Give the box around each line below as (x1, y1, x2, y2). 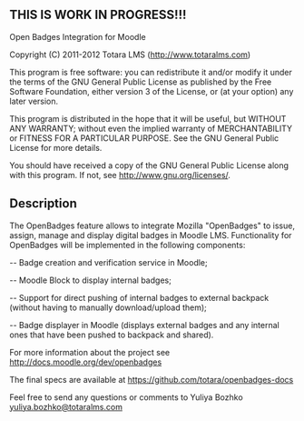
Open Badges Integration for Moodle (9, 31, 147, 42)
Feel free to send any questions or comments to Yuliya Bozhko (9, 391, 243, 403)
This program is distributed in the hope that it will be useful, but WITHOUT (9, 113, 287, 124)
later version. (9, 95, 59, 106)
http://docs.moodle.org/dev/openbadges (9, 356, 162, 367)
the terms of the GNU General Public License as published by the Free (9, 76, 272, 87)
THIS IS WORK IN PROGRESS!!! (9, 7, 187, 23)
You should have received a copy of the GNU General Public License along (9, 159, 289, 171)
